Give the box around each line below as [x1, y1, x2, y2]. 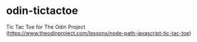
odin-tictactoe [6, 4, 79, 17]
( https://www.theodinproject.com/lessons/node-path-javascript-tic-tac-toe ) [6, 29, 192, 36]
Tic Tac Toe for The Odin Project [6, 23, 86, 30]
